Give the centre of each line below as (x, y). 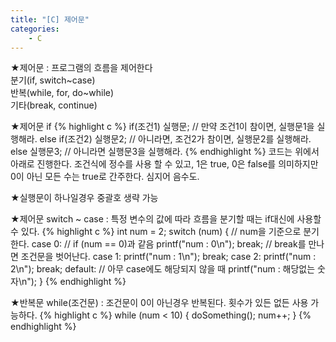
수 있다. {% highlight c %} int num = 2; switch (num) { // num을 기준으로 (156, 232)
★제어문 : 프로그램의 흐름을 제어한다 (81, 68)
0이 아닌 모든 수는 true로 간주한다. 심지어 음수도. (105, 177)
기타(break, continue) (54, 105)
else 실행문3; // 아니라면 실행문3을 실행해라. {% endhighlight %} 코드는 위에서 (165, 152)
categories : (35, 29)
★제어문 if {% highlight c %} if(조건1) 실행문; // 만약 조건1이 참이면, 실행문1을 (162, 127)
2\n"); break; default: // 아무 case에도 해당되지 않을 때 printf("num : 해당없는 (163, 269)
